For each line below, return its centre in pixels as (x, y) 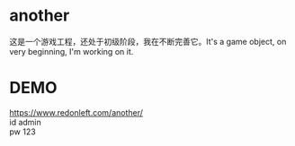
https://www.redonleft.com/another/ (76, 112)
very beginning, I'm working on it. (72, 51)
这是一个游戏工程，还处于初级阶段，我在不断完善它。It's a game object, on (148, 41)
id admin (26, 122)
